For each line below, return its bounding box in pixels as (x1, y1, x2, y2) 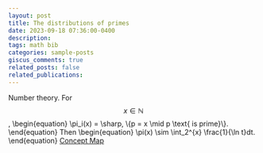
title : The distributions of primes (8, 19, 130, 27)
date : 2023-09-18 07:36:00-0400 (8, 26, 115, 34)
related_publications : (8, 71, 83, 79)
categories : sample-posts (8, 49, 94, 57)
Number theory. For (8, 92, 73, 102)
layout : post (8, 11, 52, 20)
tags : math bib (8, 41, 59, 49)
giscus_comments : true (8, 57, 83, 65)
